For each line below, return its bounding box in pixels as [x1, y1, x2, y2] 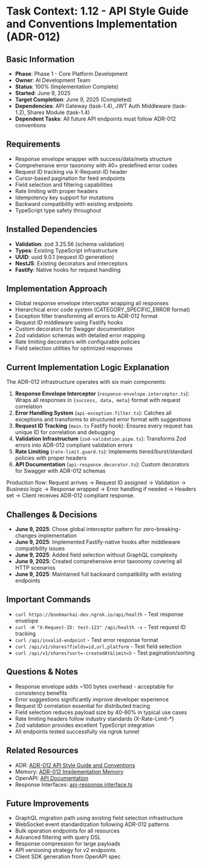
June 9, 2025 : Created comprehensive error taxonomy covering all [15, 558, 183, 565]
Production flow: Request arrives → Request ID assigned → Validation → [6, 479, 186, 486]
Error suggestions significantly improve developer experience [15, 695, 169, 703]
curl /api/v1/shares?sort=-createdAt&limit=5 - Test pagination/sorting [15, 649, 195, 656]
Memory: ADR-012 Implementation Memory [15, 768, 124, 775]
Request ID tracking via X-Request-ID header [15, 168, 128, 175]
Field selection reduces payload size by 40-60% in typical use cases [15, 709, 187, 716]
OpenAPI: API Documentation [15, 774, 89, 782]
